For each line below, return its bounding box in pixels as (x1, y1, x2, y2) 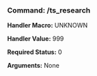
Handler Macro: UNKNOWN (7, 21, 88, 30)
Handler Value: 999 (7, 35, 64, 43)
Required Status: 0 (7, 48, 62, 57)
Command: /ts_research (7, 6, 91, 15)
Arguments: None (7, 61, 60, 70)
